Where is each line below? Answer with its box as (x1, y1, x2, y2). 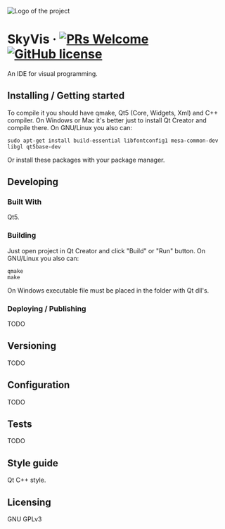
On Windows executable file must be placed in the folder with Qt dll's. (7, 286, 210, 295)
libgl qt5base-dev (7, 143, 61, 151)
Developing (7, 176, 58, 188)
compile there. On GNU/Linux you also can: (7, 123, 132, 132)
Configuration (7, 379, 70, 391)
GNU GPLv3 (7, 515, 42, 523)
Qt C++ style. (7, 476, 46, 485)
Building (7, 231, 37, 241)
